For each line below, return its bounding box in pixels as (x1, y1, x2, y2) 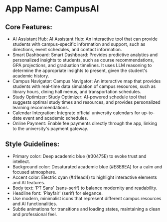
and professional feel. (12, 211, 57, 217)
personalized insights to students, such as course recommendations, (12, 57, 155, 63)
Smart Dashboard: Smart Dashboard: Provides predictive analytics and (12, 52, 158, 58)
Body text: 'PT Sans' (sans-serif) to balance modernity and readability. (12, 185, 158, 191)
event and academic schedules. (22, 115, 88, 121)
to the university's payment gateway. (12, 126, 89, 132)
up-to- (141, 110, 155, 116)
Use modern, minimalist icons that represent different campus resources (12, 195, 162, 201)
